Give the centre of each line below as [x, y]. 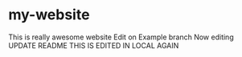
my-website [49, 15]
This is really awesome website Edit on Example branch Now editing [121, 37]
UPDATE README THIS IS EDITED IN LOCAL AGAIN [94, 45]
